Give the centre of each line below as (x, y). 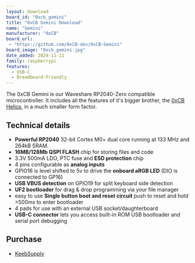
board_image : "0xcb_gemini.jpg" (46, 50)
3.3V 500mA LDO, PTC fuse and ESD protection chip (79, 158)
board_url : (19, 39)
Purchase (24, 239)
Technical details (38, 125)
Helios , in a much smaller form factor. (52, 107)
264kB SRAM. (32, 146)
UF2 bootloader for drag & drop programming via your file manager (97, 189)
